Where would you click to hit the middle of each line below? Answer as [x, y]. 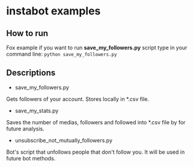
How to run [27, 33]
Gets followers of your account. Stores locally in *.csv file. [78, 99]
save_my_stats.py [37, 111]
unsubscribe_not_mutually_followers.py [64, 140]
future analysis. [25, 129]
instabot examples [54, 11]
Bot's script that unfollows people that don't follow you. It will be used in [96, 152]
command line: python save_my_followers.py [62, 54]
